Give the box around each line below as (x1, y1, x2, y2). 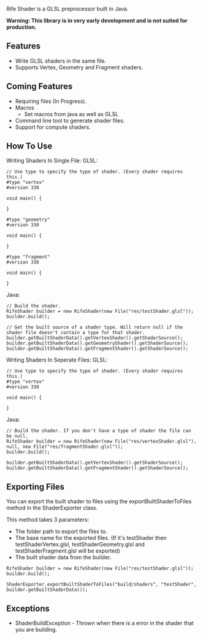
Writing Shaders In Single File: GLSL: (6, 157, 98, 164)
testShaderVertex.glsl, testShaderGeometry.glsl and (15, 541, 145, 548)
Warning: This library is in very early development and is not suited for (6, 17, 188, 24)
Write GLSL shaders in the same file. (15, 57, 106, 65)
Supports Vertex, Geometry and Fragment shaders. (15, 63, 144, 71)
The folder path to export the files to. (15, 528, 107, 535)
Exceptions (6, 603, 50, 613)
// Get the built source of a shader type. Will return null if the (6, 324, 183, 330)
